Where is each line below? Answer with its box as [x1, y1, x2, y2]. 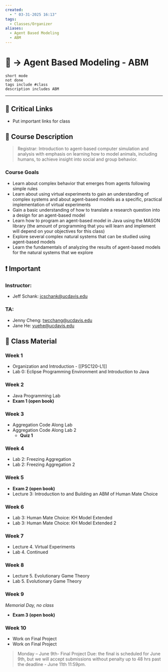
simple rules [12, 186, 38, 192]
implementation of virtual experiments [12, 201, 91, 208]
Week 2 [5, 381, 24, 388]
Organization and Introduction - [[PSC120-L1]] [12, 363, 107, 369]
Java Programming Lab [12, 392, 61, 398]
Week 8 [5, 561, 24, 568]
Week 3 [5, 410, 24, 417]
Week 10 [5, 624, 26, 631]
